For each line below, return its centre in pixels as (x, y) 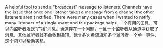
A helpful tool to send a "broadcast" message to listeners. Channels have (79, 7)
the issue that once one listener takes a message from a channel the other (80, 12)
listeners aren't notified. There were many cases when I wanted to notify (78, 17)
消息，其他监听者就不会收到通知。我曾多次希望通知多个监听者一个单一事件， (82, 35)
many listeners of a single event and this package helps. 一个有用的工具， (79, 23)
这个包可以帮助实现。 (26, 41)
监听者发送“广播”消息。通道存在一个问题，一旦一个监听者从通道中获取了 (86, 29)
